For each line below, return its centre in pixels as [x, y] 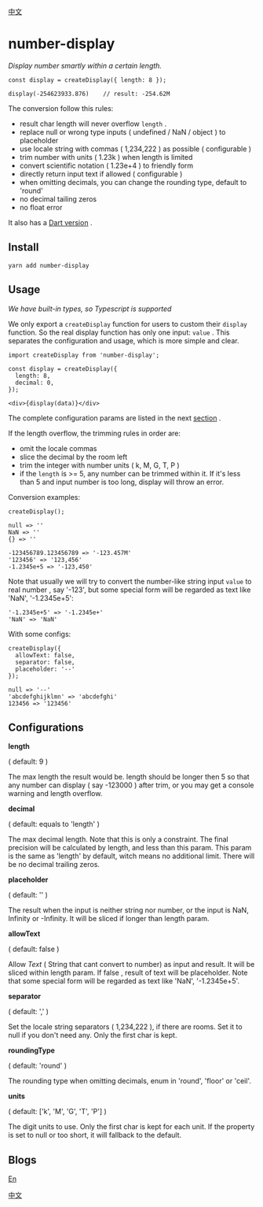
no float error [41, 207]
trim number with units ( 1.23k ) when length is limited [106, 157]
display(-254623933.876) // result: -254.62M [89, 94]
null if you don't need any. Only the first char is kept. [93, 1035]
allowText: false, [46, 655]
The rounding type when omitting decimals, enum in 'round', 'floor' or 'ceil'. [130, 1081]
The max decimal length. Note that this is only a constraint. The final [119, 839]
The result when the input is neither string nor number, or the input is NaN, [128, 910]
